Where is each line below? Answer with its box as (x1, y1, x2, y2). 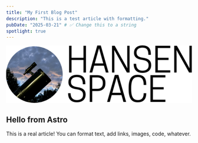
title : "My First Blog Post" (6, 9, 78, 15)
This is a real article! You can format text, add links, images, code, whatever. (6, 130, 192, 138)
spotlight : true (6, 28, 46, 34)
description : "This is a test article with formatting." (6, 15, 149, 22)
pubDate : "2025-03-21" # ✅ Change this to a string (6, 22, 137, 28)
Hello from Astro (6, 115, 68, 125)
